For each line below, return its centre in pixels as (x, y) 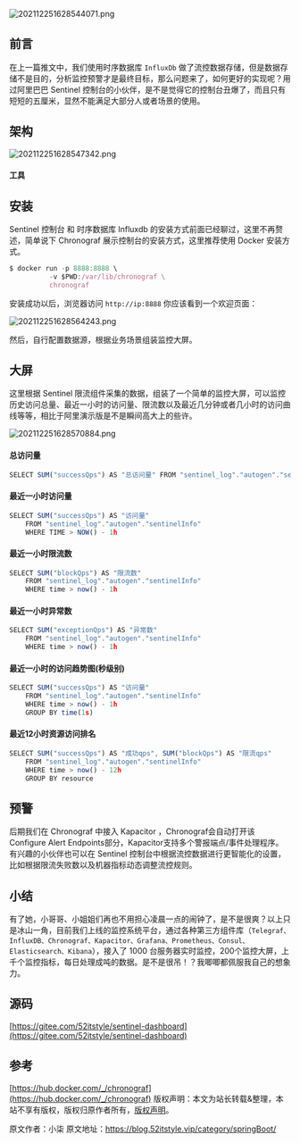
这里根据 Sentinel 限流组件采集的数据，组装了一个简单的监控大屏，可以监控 (148, 394)
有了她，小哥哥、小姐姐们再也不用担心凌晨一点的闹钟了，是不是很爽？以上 (146, 919)
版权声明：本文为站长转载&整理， (215, 1098)
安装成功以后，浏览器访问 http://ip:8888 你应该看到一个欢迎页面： (133, 303)
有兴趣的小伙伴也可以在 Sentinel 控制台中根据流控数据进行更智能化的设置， (148, 854)
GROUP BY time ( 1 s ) (59, 713)
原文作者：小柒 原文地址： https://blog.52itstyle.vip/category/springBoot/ (143, 1129)
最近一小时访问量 (41, 496)
